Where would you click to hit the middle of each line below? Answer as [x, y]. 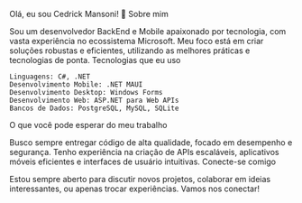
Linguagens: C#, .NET [50, 77]
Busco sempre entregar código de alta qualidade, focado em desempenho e [151, 143]
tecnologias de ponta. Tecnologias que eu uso [95, 60]
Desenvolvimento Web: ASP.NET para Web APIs [94, 100]
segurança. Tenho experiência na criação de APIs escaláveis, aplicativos [144, 152]
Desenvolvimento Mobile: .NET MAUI [76, 85]
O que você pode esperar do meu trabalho [88, 125]
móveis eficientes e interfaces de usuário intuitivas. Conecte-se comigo [143, 161]
